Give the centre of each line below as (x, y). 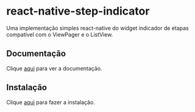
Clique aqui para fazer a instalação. (51, 102)
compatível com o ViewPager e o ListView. (60, 34)
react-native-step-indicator (78, 11)
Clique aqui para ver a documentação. (54, 68)
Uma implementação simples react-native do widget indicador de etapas (97, 28)
